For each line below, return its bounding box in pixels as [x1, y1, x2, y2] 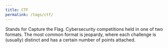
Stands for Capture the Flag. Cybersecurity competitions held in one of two [5, 26, 163, 32]
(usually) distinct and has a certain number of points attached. [5, 36, 136, 43]
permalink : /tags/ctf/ [5, 12, 53, 17]
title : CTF [5, 7, 29, 13]
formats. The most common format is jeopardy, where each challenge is [5, 31, 156, 37]
